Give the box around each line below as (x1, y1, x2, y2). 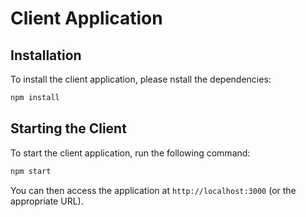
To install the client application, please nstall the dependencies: (10, 73, 272, 85)
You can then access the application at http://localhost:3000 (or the (10, 184, 297, 196)
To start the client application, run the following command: (10, 147, 251, 159)
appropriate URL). (10, 195, 84, 207)
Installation (10, 47, 82, 64)
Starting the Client (10, 120, 127, 137)
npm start (10, 166, 52, 176)
